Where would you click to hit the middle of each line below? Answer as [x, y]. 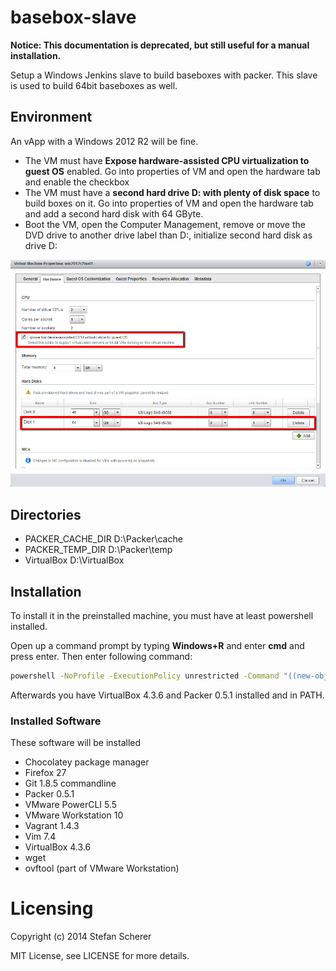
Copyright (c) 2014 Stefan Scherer [81, 937]
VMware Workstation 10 [74, 815]
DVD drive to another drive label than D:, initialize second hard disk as [168, 235]
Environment [51, 117]
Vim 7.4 [40, 837]
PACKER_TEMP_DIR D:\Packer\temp [98, 550]
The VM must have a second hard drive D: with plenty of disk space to [172, 192]
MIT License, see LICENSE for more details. [100, 956]
